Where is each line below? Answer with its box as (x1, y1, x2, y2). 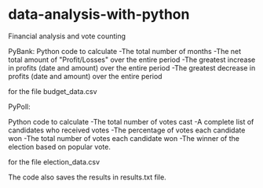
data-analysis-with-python (8, 5, 190, 23)
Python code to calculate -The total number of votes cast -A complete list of (8, 117, 254, 126)
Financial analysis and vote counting (8, 31, 126, 41)
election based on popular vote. (8, 142, 111, 151)
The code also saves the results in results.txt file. (8, 172, 166, 182)
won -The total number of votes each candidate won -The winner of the (8, 133, 240, 143)
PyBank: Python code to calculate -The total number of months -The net (8, 46, 242, 56)
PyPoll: (8, 102, 31, 111)
